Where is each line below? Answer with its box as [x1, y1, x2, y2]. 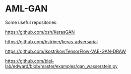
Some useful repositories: [5, 19, 58, 25]
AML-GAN [5, 3, 48, 14]
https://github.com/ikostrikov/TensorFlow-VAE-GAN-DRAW [5, 48, 126, 54]
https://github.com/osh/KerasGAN [5, 29, 75, 35]
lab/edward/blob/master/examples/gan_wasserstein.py [5, 63, 118, 69]
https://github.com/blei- [5, 58, 54, 64]
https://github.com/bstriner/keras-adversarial [5, 38, 98, 45]
